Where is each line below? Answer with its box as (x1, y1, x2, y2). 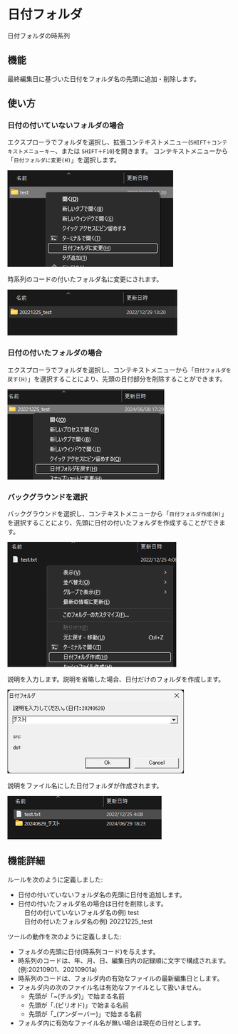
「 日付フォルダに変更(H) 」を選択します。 (7, 156, 121, 164)
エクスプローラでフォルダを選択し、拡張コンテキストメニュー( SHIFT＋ (7, 138, 212, 147)
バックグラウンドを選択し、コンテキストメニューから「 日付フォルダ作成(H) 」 (7, 510, 228, 518)
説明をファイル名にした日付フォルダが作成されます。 (7, 781, 163, 790)
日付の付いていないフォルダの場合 (7, 120, 125, 130)
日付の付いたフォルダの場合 (7, 348, 103, 358)
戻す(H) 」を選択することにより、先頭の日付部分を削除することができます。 (7, 375, 227, 383)
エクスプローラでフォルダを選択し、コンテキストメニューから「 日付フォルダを (7, 365, 232, 374)
